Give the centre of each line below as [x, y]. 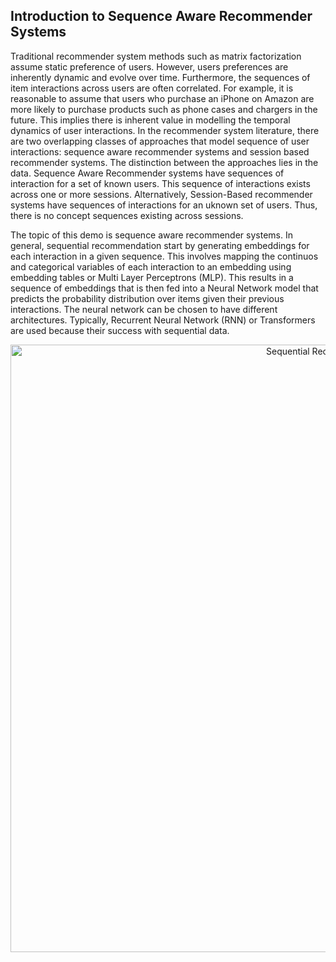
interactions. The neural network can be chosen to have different [144, 309]
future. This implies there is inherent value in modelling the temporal [150, 120]
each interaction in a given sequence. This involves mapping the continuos [164, 256]
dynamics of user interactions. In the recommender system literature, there [165, 130]
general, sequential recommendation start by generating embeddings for [160, 245]
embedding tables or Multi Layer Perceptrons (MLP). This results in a [152, 277]
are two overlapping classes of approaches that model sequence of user [160, 141]
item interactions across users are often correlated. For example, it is [152, 88]
